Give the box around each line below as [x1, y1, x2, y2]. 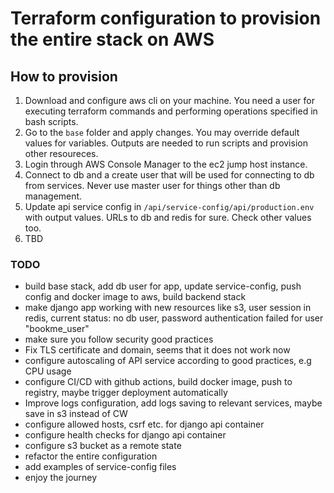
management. [24, 190, 83, 202]
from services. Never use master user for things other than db [24, 180, 281, 191]
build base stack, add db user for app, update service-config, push [24, 280, 302, 292]
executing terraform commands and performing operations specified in [24, 105, 318, 117]
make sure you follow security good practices [24, 333, 214, 346]
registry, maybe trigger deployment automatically [24, 387, 228, 399]
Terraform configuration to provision [10, 7, 322, 30]
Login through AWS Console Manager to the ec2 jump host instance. [24, 158, 308, 170]
